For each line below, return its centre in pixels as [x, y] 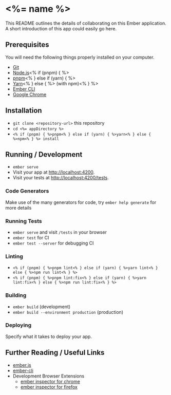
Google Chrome [30, 94]
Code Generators [27, 191]
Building [16, 295]
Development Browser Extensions [49, 376]
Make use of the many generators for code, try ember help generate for [81, 202]
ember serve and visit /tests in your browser [60, 232]
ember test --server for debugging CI [53, 243]
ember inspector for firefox [49, 387]
